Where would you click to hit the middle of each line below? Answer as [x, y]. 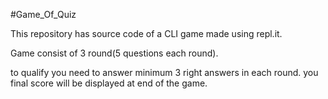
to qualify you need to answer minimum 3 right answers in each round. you [164, 72]
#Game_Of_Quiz [43, 14]
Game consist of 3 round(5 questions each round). [114, 53]
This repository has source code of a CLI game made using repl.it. [146, 33]
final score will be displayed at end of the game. [109, 83]
